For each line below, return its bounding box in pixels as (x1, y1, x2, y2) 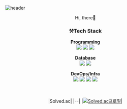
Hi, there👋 (75, 15, 96, 20)
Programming (70, 39, 101, 45)
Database (75, 55, 96, 61)
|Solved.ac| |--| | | (48, 98, 123, 104)
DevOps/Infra (71, 71, 100, 77)
